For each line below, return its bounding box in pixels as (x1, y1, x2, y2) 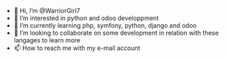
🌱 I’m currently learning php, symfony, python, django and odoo (13, 22, 197, 29)
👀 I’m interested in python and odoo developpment (13, 14, 159, 22)
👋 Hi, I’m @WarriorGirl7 (13, 7, 81, 15)
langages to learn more (13, 36, 81, 44)
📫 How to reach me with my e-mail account (13, 44, 140, 52)
